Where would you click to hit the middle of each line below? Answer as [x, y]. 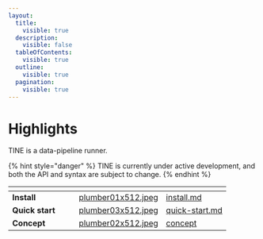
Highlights [43, 129]
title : [26, 23]
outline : [30, 67]
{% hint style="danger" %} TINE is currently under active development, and [132, 166]
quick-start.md [194, 210]
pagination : [35, 82]
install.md [184, 198]
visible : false [48, 45]
